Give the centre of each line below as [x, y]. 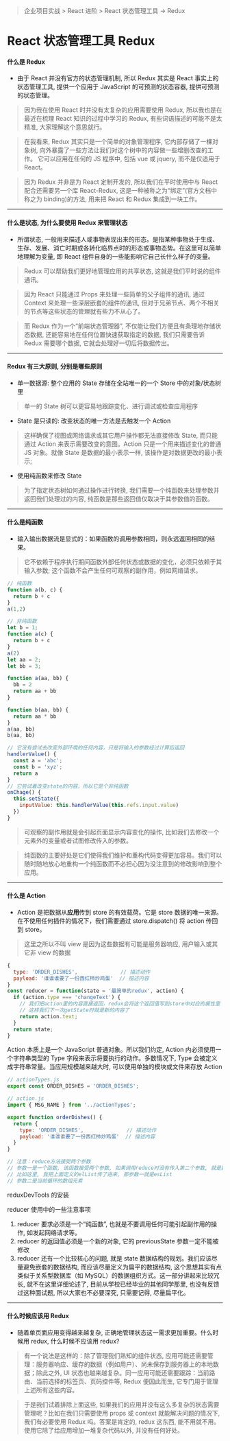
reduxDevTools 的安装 [38, 1195]
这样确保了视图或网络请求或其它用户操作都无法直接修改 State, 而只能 [120, 435]
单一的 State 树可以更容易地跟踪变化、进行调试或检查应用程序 [111, 406]
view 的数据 [54, 952]
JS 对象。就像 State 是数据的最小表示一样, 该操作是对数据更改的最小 [120, 452]
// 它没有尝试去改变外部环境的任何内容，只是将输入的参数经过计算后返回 [96, 748]
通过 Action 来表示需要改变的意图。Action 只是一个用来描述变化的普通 [123, 444]
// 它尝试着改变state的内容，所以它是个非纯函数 [68, 786]
